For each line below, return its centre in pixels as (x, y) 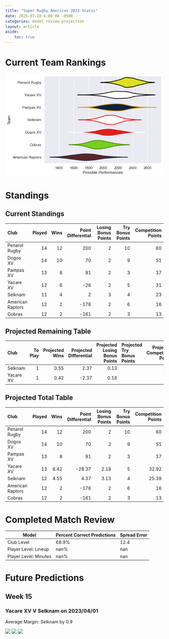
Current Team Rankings (56, 63)
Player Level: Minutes (29, 556)
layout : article (22, 27)
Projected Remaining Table (48, 331)
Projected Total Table (39, 398)
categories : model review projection (45, 21)
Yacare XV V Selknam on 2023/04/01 (52, 611)
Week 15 (19, 597)
